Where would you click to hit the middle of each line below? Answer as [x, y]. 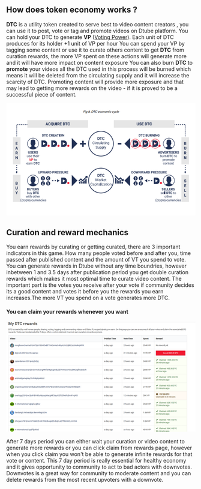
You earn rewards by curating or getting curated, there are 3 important [93, 247]
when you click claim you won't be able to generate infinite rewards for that [99, 454]
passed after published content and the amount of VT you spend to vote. [96, 260]
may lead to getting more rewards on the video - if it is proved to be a [92, 88]
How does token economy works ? [72, 10]
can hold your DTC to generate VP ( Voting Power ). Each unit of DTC [90, 37]
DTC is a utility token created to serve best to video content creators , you [97, 24]
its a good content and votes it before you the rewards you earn [85, 292]
